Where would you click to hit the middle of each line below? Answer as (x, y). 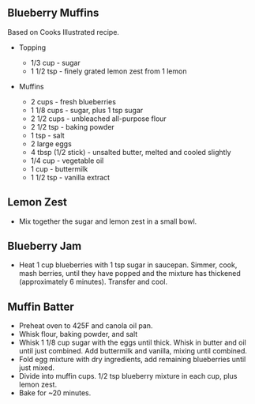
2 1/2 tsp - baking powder (73, 126)
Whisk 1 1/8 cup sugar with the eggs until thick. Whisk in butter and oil (132, 342)
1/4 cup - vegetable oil (67, 160)
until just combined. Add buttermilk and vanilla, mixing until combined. (133, 351)
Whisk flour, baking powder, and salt (78, 334)
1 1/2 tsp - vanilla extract (70, 177)
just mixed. (37, 368)
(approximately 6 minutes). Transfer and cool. (93, 282)
